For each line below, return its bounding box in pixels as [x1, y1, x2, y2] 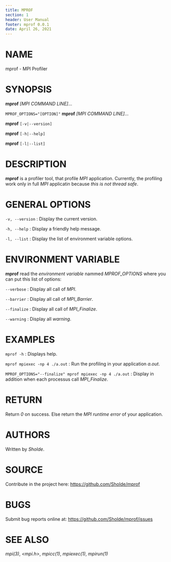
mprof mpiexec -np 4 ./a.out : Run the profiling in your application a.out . [5, 360, 160, 367]
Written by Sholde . [5, 446, 45, 452]
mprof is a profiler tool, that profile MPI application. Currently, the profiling [5, 175, 163, 181]
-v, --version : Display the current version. [5, 216, 98, 222]
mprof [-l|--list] [5, 141, 45, 146]
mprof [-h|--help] [5, 130, 45, 137]
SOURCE [5, 464, 43, 475]
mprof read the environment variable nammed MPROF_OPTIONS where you [5, 270, 166, 277]
